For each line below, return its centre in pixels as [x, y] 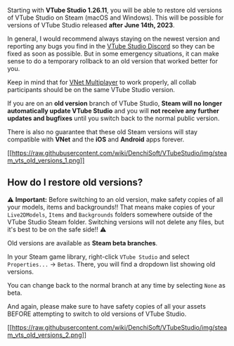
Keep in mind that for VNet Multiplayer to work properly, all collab [102, 82]
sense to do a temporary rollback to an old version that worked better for [112, 61]
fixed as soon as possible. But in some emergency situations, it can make [113, 53]
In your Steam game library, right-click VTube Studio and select [98, 257]
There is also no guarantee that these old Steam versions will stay [103, 132]
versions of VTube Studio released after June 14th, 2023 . [91, 25]
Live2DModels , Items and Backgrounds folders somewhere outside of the [110, 214]
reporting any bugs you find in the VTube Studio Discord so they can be [111, 46]
